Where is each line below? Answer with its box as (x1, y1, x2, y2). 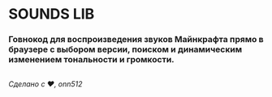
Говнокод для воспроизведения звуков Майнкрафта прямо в (8, 34, 264, 45)
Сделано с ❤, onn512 (8, 78, 83, 89)
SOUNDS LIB (8, 5, 95, 23)
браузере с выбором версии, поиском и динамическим (8, 44, 242, 55)
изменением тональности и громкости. (8, 54, 175, 65)
